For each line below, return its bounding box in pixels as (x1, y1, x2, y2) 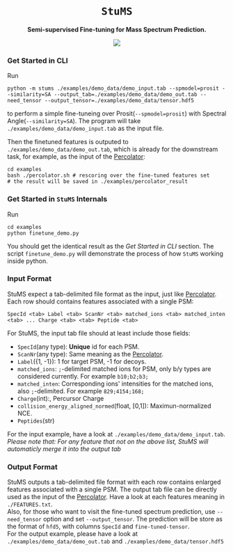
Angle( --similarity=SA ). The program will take (7, 117, 141, 125)
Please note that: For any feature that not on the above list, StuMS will (7, 437, 209, 445)
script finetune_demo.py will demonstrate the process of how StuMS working (7, 249, 224, 258)
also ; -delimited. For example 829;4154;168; (17, 386, 145, 395)
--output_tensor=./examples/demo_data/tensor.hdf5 (44, 97, 195, 104)
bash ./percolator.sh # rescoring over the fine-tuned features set (7, 172, 210, 179)
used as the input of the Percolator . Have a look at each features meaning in (7, 493, 225, 501)
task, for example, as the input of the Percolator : (7, 152, 146, 161)
